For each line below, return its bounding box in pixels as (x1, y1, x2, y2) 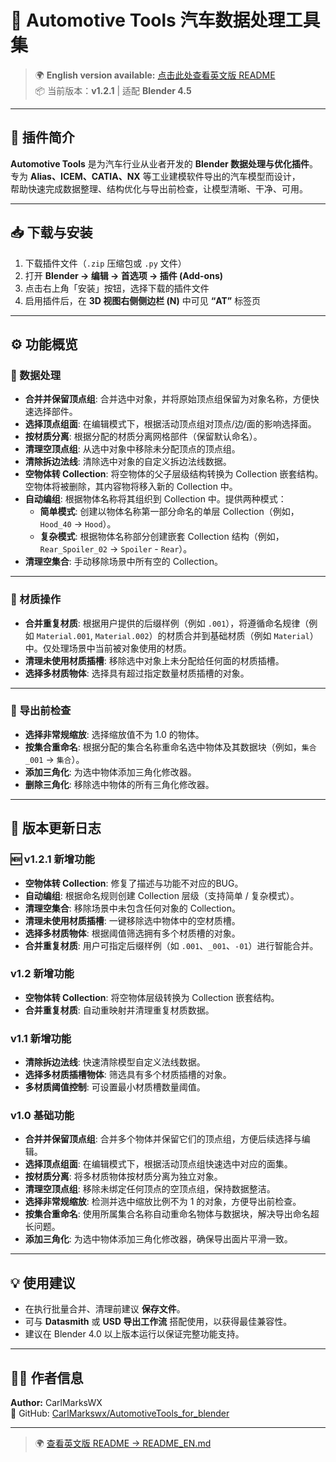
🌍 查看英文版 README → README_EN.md (34, 1437, 212, 1450)
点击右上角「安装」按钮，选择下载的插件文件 (24, 282, 210, 294)
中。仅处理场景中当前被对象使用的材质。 (24, 642, 192, 654)
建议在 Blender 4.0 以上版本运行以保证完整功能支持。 (24, 1328, 245, 1340)
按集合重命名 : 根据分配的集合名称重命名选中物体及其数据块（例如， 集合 (24, 741, 317, 753)
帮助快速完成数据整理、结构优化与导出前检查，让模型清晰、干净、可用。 (10, 182, 308, 195)
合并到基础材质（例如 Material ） (183, 629, 319, 641)
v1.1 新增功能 (10, 1031, 72, 1045)
